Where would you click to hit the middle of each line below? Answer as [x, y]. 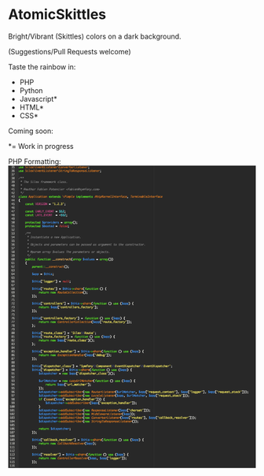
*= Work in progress [41, 146]
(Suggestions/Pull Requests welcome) [70, 51]
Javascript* [38, 99]
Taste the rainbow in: [42, 67]
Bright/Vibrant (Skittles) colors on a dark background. [95, 36]
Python [31, 90]
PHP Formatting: [35, 161]
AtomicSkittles [57, 15]
